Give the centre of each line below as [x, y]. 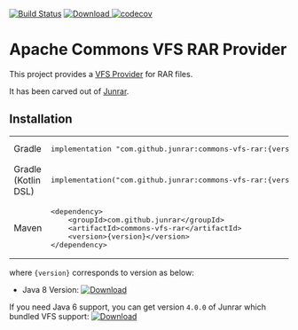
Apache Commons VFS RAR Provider [148, 50]
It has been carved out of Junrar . [69, 91]
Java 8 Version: [51, 289]
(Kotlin [27, 180]
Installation [41, 119]
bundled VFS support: [49, 316]
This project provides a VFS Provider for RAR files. [101, 74]
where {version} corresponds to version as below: [102, 272]
